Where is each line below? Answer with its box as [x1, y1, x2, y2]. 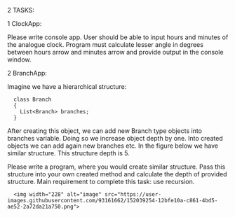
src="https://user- [104, 191, 161, 198]
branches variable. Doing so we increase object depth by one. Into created [7, 134, 223, 142]
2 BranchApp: [7, 69, 48, 77]
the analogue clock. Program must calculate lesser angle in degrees [7, 41, 203, 48]
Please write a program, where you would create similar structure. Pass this [7, 162, 226, 171]
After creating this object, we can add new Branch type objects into [7, 127, 202, 135]
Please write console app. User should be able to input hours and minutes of [7, 33, 229, 41]
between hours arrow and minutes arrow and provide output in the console [7, 48, 224, 56]
